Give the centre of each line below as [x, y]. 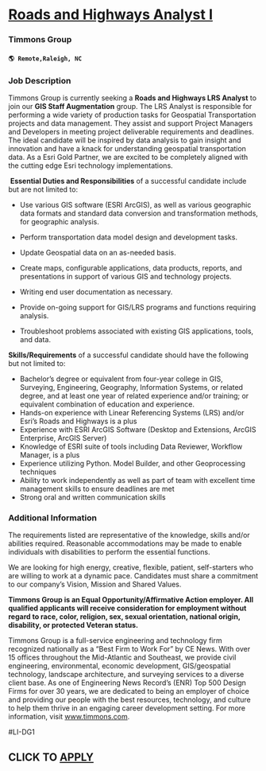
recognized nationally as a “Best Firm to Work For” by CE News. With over [129, 649]
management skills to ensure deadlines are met [97, 489]
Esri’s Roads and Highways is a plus [78, 421]
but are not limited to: [43, 189]
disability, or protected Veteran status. [73, 625]
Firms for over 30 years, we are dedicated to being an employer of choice [129, 691]
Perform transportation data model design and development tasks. [129, 237]
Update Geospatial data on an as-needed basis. [98, 253]
